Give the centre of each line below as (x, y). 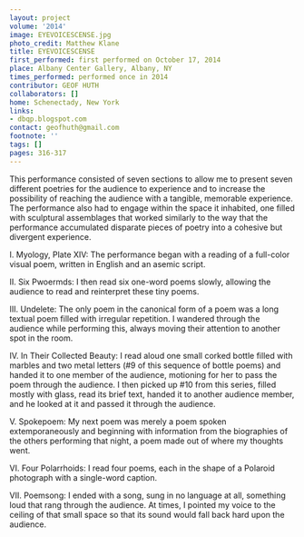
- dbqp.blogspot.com (49, 119)
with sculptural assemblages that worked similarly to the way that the (139, 217)
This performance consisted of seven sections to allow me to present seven (151, 179)
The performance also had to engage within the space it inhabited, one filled (152, 208)
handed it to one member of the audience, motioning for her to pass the (143, 374)
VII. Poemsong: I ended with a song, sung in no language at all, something (147, 495)
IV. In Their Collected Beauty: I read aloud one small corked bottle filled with (151, 355)
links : (22, 111)
